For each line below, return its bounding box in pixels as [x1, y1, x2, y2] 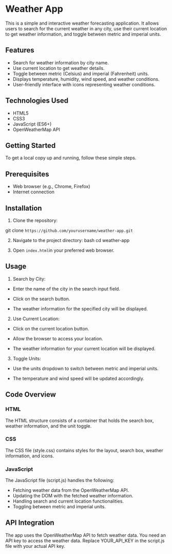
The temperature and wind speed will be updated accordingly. [12, 375, 145, 381]
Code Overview [5, 390, 56, 399]
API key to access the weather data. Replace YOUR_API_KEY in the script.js [5, 538, 165, 544]
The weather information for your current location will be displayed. [12, 345, 156, 352]
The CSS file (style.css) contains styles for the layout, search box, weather [5, 447, 163, 453]
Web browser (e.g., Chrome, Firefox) [12, 183, 91, 190]
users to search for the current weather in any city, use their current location [5, 25, 167, 31]
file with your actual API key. [5, 543, 65, 549]
